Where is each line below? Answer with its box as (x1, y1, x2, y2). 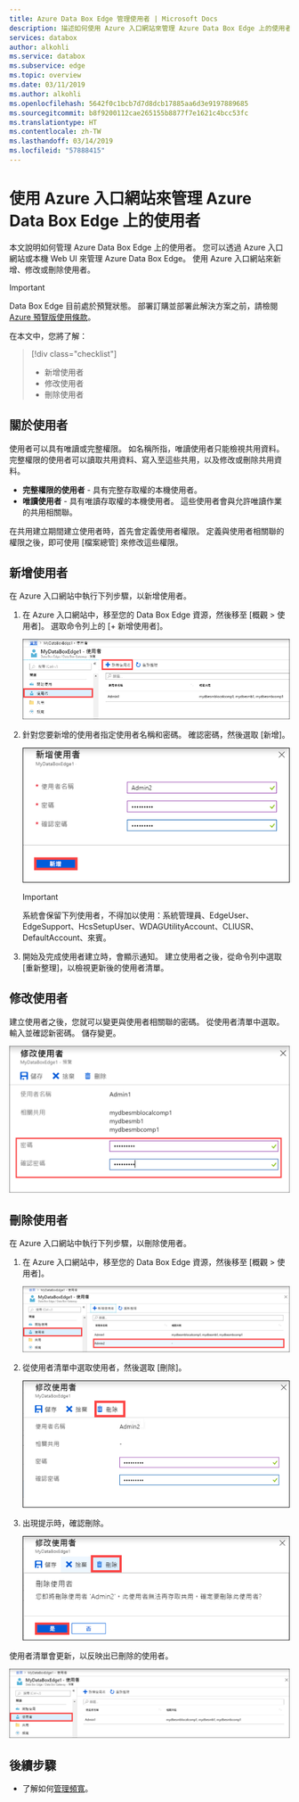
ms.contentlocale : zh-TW (9, 128, 101, 136)
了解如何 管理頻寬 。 (21, 1783, 93, 1794)
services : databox (9, 33, 77, 42)
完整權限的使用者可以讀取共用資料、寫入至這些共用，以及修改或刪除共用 (9, 454, 274, 465)
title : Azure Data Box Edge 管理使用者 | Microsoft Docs (9, 14, 218, 23)
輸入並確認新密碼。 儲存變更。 (9, 1027, 121, 1038)
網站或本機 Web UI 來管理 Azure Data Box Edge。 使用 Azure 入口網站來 (9, 252, 274, 263)
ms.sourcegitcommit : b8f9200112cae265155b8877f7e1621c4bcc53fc (9, 108, 249, 118)
